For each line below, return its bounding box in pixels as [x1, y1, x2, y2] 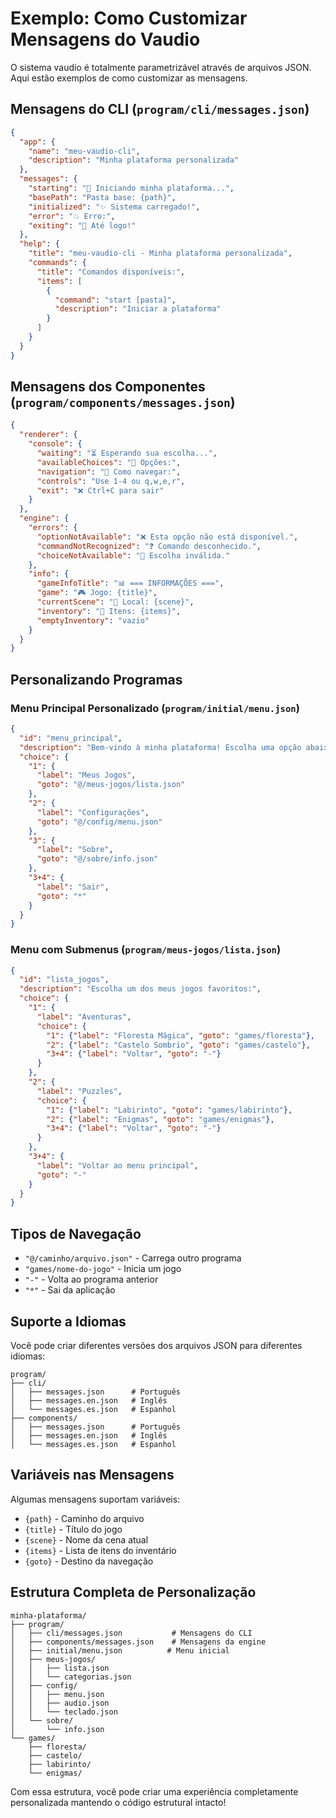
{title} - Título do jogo [24, 1523, 123, 1535]
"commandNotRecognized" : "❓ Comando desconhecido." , [36, 541, 262, 551]
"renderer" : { [19, 430, 78, 440]
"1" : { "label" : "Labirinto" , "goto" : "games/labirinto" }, [46, 1105, 293, 1115]
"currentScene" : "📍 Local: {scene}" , [36, 597, 195, 607]
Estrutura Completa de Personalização [10, 1584, 257, 1601]
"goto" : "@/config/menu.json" [36, 817, 163, 827]
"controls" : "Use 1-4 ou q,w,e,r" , [36, 476, 186, 486]
